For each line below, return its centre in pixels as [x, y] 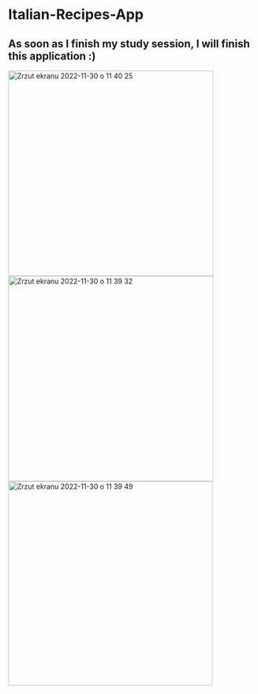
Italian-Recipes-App [76, 15]
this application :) [52, 56]
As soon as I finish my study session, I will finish [129, 44]
